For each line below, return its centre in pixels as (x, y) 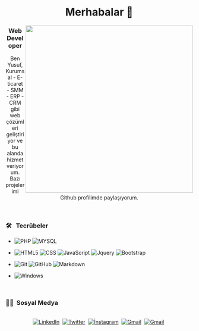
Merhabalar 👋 (99, 12)
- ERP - (15, 96)
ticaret (15, 84)
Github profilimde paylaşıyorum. (99, 198)
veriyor (15, 166)
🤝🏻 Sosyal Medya (32, 302)
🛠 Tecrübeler (27, 226)
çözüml (15, 122)
